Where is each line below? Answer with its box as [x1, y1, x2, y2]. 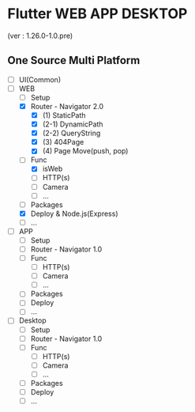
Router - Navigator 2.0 [30, 101, 104, 111]
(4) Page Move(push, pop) [42, 146, 129, 156]
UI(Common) [18, 74, 61, 84]
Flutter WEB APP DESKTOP [7, 5, 188, 23]
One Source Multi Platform [7, 54, 141, 67]
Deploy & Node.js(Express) [30, 209, 118, 218]
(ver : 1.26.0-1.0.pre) [7, 31, 73, 40]
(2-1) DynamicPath [42, 119, 103, 129]
